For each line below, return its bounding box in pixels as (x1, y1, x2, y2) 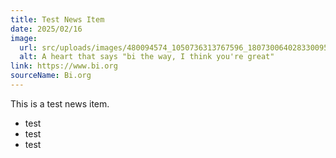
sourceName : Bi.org (10, 71, 92, 81)
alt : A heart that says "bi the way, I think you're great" (19, 52, 275, 62)
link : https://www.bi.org (10, 61, 118, 71)
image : (10, 33, 38, 43)
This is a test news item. (10, 97, 110, 110)
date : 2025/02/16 (10, 24, 83, 34)
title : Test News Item (10, 14, 105, 25)
